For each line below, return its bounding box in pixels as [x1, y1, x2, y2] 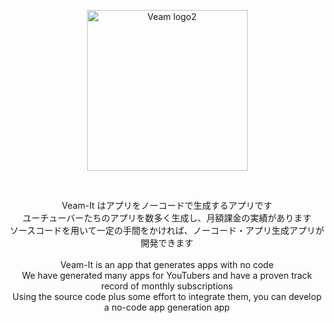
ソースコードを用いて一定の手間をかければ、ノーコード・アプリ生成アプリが [9, 225, 325, 236]
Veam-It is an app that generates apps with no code [60, 259, 274, 270]
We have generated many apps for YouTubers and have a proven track [21, 270, 313, 281]
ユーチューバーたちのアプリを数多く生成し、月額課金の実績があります [22, 212, 312, 224]
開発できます [140, 237, 194, 249]
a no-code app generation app [103, 301, 231, 313]
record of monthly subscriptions [100, 280, 234, 292]
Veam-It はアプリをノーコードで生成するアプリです [61, 200, 273, 211]
